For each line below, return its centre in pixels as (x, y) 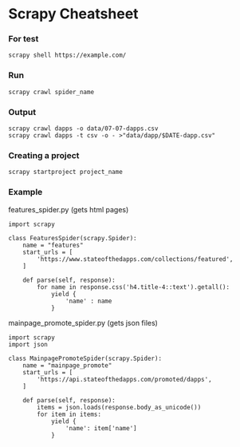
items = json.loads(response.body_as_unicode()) (119, 407)
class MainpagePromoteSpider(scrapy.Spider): (85, 358)
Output (22, 112)
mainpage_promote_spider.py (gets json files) (83, 322)
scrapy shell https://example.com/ (67, 55)
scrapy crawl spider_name (51, 92)
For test (24, 39)
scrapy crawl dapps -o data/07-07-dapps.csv (83, 129)
